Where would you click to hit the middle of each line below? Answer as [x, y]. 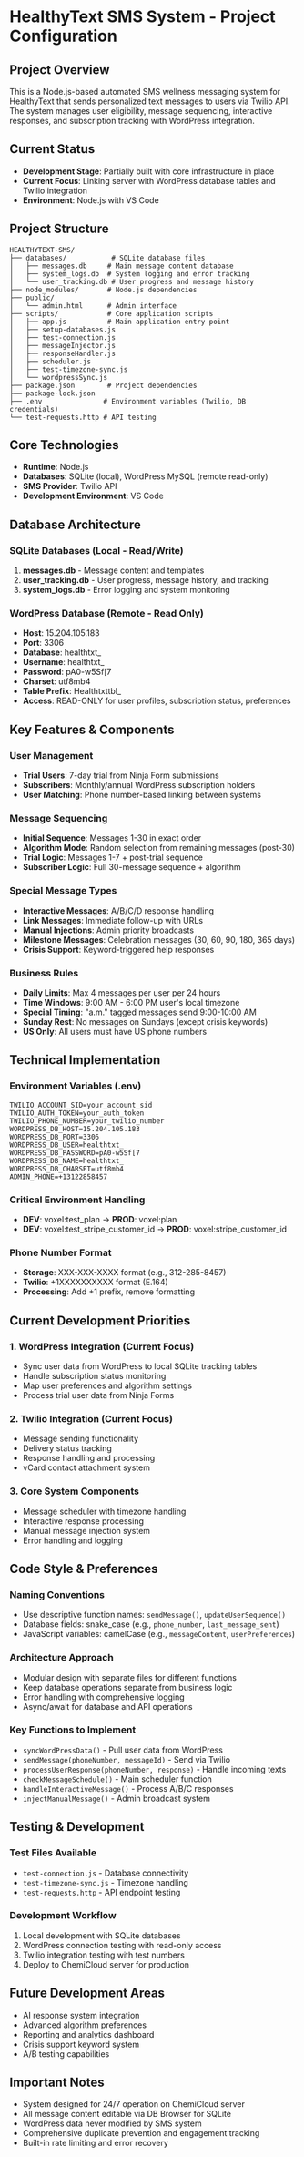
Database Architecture [75, 524]
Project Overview [60, 70]
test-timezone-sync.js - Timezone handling [106, 1882]
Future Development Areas [87, 1993]
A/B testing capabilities [66, 2054]
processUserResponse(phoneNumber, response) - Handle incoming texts [154, 1769]
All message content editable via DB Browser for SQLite [127, 2114]
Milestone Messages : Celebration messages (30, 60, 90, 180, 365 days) [159, 939]
